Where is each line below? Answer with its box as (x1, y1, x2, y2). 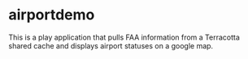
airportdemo (8, 6, 95, 24)
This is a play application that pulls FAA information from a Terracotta (8, 32, 240, 42)
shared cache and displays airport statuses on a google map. (8, 40, 214, 50)
